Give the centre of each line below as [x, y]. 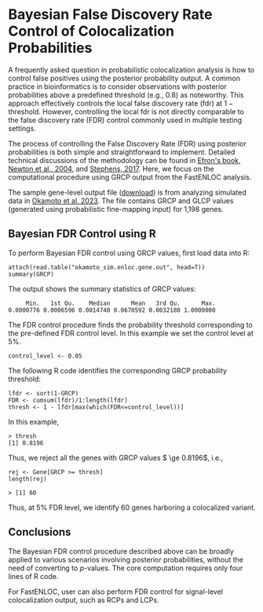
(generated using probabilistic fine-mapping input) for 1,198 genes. [116, 209]
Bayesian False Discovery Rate [110, 15]
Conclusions [40, 532]
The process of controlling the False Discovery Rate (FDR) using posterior [128, 143]
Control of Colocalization [91, 31]
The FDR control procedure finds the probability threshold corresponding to [130, 325]
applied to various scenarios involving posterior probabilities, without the [126, 559]
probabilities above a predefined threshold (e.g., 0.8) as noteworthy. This [126, 95]
